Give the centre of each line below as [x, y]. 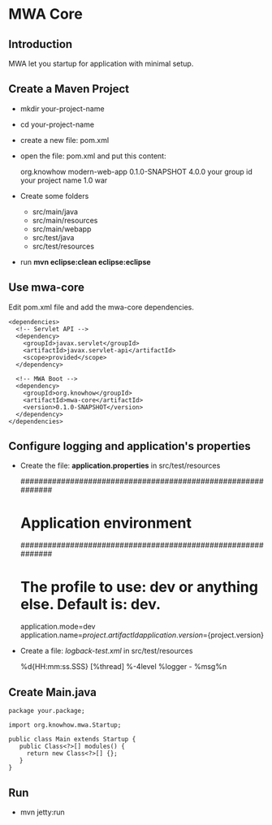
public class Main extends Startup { [72, 740]
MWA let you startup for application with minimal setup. [101, 63]
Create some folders [54, 196]
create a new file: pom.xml [65, 140]
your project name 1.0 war [64, 180]
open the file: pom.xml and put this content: [93, 156]
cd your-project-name [57, 124]
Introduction [41, 44]
